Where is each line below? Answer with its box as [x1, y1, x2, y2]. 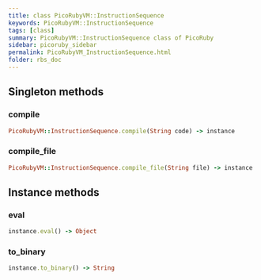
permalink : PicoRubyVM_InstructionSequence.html [8, 48, 172, 56]
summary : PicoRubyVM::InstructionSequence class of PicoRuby [8, 33, 214, 42]
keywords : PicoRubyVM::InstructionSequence [8, 19, 154, 27]
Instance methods [8, 186, 100, 199]
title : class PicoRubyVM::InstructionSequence [8, 11, 165, 20]
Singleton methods [8, 85, 104, 99]
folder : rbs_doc [8, 56, 62, 64]
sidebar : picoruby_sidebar [8, 41, 97, 49]
